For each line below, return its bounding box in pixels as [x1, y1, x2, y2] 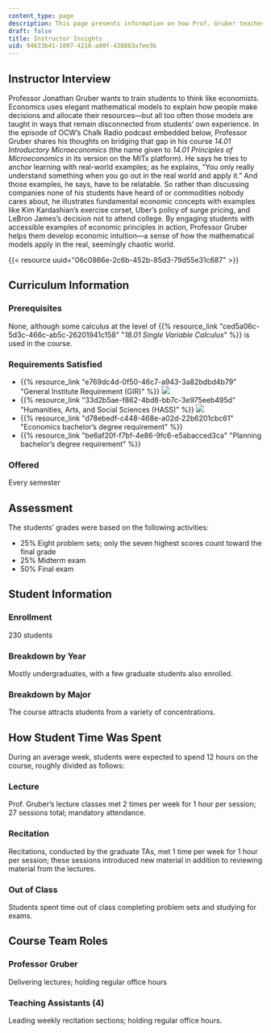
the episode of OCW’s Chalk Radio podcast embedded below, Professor [8, 127, 248, 138]
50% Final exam [19, 564, 74, 574]
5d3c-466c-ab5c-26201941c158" [8, 329, 119, 340]
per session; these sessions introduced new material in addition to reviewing [8, 855, 263, 865]
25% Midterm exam [19, 556, 86, 565]
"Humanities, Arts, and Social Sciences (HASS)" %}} [19, 404, 195, 414]
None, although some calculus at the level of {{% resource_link [8, 321, 218, 331]
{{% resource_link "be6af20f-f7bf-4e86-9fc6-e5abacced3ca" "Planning [19, 430, 262, 440]
